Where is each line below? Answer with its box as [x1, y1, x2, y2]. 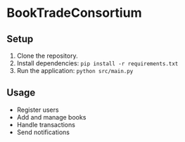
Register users [16, 105, 59, 114]
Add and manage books [16, 112, 87, 121]
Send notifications [16, 128, 70, 136]
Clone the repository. [16, 51, 78, 60]
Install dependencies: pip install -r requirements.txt [16, 59, 179, 67]
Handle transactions [16, 120, 75, 129]
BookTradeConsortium [6, 5, 142, 21]
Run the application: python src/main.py [16, 67, 134, 75]
